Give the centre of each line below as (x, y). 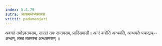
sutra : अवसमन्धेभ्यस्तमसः (25, 14)
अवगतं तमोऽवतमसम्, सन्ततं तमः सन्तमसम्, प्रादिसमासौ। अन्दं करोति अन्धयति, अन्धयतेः (73, 33)
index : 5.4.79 (20, 10)
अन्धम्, (11, 39)
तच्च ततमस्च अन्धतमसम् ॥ (38, 39)
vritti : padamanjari (27, 19)
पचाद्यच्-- (149, 33)
